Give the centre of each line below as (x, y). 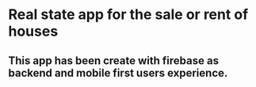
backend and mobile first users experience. (118, 73)
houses (33, 31)
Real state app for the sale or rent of (128, 15)
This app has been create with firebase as (114, 61)
